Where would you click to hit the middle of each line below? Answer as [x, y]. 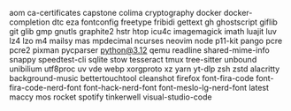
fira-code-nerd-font [46, 88]
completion [30, 22]
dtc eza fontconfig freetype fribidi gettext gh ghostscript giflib [165, 22]
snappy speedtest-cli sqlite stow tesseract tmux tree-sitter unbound [133, 59]
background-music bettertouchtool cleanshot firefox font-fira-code [132, 78]
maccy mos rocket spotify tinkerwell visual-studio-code [111, 97]
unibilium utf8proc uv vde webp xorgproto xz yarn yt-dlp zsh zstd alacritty [145, 69]
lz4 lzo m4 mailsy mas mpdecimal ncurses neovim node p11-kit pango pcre [146, 41]
